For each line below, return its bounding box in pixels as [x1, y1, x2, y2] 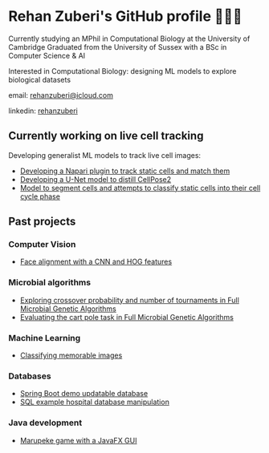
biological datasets [8, 75, 71, 84]
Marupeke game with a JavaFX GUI [19, 435, 137, 445]
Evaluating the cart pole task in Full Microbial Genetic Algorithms [19, 312, 234, 322]
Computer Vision [8, 239, 76, 250]
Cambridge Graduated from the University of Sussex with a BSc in [8, 42, 227, 51]
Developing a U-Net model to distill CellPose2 [19, 174, 172, 184]
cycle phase [19, 192, 60, 201]
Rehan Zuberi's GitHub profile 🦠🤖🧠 [8, 7, 243, 26]
